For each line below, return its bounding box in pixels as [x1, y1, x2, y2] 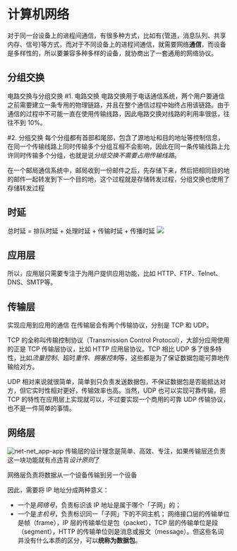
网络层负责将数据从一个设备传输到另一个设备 [7, 471, 138, 479]
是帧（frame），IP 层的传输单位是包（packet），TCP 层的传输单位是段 [17, 518, 219, 527]
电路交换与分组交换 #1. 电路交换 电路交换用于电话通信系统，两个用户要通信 [7, 91, 225, 100]
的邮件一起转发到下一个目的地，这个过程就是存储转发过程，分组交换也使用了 [7, 175, 230, 183]
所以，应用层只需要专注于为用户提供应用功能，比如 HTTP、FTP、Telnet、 [7, 269, 222, 278]
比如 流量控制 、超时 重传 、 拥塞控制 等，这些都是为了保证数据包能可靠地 [19, 354, 224, 362]
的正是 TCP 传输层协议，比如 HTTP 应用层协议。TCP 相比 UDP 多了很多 [7, 344, 217, 354]
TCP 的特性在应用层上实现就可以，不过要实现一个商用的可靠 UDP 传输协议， [7, 395, 230, 404]
